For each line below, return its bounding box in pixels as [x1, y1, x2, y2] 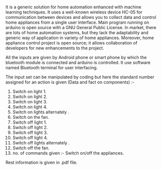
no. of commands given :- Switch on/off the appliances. [12, 150, 124, 156]
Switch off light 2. [12, 125, 48, 130]
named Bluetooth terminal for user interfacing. [5, 65, 98, 71]
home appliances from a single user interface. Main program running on [5, 19, 149, 25]
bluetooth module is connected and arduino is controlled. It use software [5, 60, 151, 65]
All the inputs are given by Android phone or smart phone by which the [5, 55, 147, 60]
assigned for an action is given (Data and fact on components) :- [5, 79, 135, 85]
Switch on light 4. [12, 104, 48, 110]
